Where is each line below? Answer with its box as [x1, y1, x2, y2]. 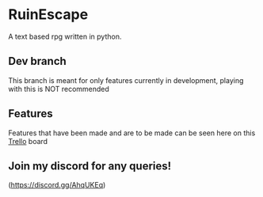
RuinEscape [8, 6, 89, 24]
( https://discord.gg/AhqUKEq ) [8, 180, 106, 190]
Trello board [8, 136, 48, 146]
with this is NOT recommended [8, 84, 109, 93]
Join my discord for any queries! [8, 159, 172, 172]
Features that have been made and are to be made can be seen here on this [8, 128, 256, 138]
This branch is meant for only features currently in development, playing [8, 75, 244, 85]
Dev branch [8, 55, 67, 68]
